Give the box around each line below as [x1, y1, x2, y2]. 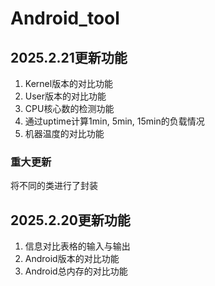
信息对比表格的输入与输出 [24, 240, 131, 252]
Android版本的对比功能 [24, 253, 120, 265]
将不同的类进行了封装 [10, 180, 98, 192]
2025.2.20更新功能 [10, 212, 131, 229]
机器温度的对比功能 [24, 128, 105, 139]
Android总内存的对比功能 [24, 265, 128, 277]
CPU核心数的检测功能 [24, 103, 115, 114]
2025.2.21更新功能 [10, 49, 128, 66]
